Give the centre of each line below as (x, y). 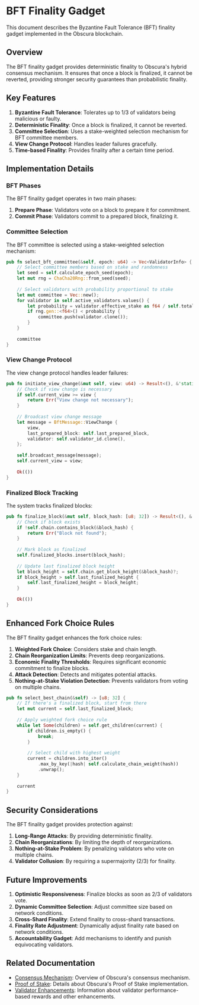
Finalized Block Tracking (42, 493)
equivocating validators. (44, 944)
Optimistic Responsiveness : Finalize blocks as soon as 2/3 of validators (103, 894)
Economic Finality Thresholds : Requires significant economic (91, 662)
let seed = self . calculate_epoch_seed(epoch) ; (75, 273)
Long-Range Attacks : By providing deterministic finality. (84, 836)
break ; (46, 736)
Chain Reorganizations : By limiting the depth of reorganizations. (94, 842)
